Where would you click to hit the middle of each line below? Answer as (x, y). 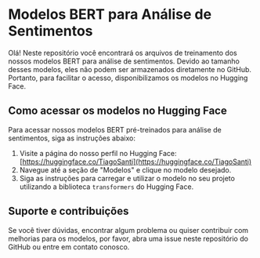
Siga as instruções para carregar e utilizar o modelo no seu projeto (127, 178)
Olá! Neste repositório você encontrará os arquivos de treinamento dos (123, 53)
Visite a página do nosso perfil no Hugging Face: (98, 153)
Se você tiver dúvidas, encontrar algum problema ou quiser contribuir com (128, 230)
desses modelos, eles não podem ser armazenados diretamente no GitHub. (130, 69)
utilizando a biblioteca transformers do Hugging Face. (107, 187)
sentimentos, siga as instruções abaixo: (72, 138)
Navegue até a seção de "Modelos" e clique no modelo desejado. (125, 169)
